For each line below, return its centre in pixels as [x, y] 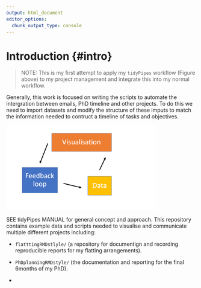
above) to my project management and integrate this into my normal [105, 79]
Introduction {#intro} [59, 56]
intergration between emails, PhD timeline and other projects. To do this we [99, 104]
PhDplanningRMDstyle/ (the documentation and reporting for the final [100, 262]
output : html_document [35, 13]
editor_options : [26, 19]
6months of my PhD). [41, 269]
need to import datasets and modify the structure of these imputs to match [99, 110]
